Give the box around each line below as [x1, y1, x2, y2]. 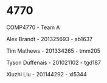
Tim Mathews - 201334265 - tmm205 [6, 47, 101, 55]
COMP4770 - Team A [6, 24, 60, 31]
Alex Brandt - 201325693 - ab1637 [6, 35, 93, 42]
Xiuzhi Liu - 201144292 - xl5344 [6, 70, 87, 78]
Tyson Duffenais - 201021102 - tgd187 [6, 59, 102, 66]
